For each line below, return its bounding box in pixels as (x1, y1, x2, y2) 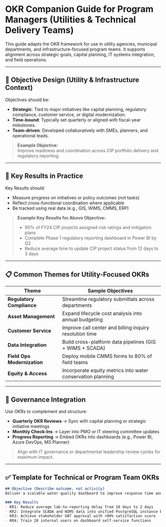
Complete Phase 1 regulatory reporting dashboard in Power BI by (24, 234, 157, 241)
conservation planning (62, 373, 114, 380)
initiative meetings (12, 423, 50, 429)
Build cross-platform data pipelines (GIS (62, 339, 156, 346)
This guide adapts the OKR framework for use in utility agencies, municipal (5, 41, 157, 47)
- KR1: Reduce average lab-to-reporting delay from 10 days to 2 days (5, 504, 154, 509)
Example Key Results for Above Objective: (17, 215, 106, 221)
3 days (24, 250, 39, 256)
